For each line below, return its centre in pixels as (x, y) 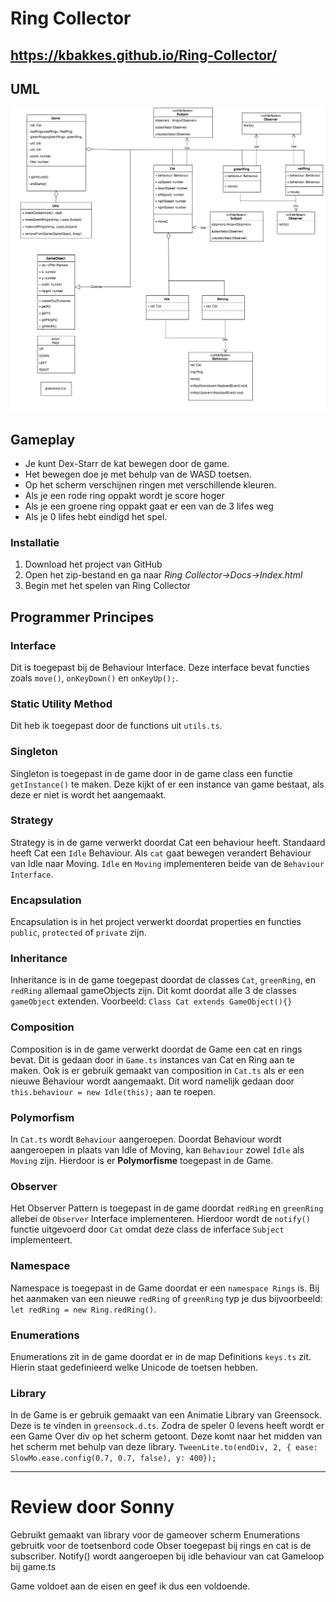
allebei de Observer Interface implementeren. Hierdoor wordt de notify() (160, 1219)
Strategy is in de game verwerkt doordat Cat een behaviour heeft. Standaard (168, 842)
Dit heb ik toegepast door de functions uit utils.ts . (116, 726)
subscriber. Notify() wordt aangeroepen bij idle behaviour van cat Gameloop (167, 1556)
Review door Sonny (92, 1507)
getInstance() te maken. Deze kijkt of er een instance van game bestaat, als (167, 784)
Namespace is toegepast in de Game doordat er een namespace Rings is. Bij (165, 1288)
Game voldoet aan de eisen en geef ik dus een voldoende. (130, 1586)
